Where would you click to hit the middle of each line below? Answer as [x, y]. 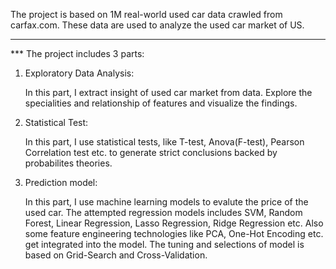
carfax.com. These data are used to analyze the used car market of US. [157, 25]
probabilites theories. [68, 163]
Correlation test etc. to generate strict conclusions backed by [151, 152]
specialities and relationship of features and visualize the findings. [161, 103]
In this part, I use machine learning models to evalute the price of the [166, 202]
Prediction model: [61, 182]
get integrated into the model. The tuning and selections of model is [164, 244]
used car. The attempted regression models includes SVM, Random [163, 212]
